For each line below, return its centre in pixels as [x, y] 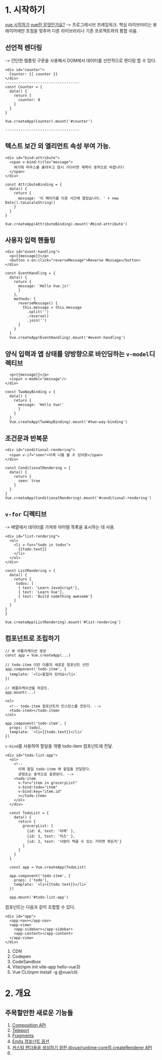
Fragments [23, 1035]
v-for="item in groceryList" [48, 783]
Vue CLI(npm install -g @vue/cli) [45, 972]
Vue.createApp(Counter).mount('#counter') [49, 121]
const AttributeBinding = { [34, 185]
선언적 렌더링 [24, 48]
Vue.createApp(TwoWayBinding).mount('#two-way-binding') [69, 422]
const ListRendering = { [30, 570]
